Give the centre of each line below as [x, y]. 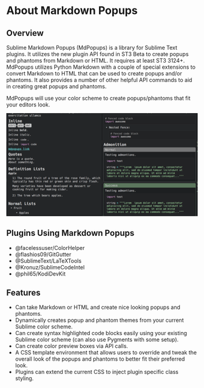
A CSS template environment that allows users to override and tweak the [106, 353]
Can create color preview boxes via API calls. [72, 346]
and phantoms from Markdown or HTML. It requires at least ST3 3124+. [96, 61]
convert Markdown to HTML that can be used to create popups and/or [94, 73]
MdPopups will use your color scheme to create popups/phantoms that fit [98, 98]
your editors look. [28, 105]
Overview [25, 33]
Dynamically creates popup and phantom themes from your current [99, 320]
